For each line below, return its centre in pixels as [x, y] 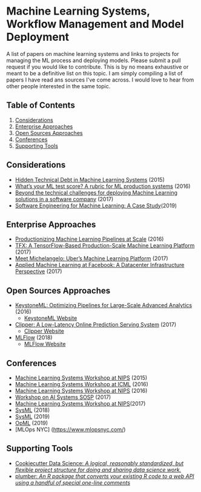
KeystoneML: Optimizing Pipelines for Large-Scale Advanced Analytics [104, 305]
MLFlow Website [45, 344]
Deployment [38, 37]
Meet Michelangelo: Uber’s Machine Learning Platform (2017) [91, 258]
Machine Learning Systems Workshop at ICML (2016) [81, 384]
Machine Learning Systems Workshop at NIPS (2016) [81, 391]
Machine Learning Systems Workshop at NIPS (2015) [81, 378]
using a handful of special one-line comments [73, 482]
